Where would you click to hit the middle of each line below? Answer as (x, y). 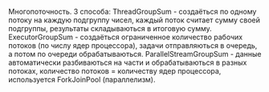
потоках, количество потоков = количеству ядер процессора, (115, 71)
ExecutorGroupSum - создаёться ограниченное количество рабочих (126, 37)
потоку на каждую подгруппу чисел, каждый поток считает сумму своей (134, 20)
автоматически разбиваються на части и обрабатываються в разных (128, 62)
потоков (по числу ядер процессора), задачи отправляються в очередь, (133, 46)
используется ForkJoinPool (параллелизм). (82, 80)
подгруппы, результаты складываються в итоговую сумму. (110, 28)
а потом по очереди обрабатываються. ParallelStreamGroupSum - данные (135, 54)
